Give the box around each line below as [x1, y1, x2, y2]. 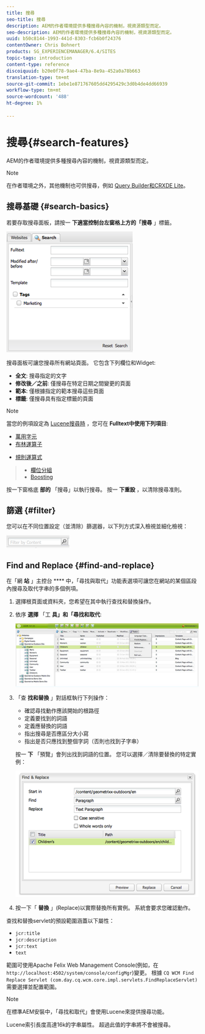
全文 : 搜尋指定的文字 [15, 372, 67, 379]
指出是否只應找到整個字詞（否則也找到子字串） [24, 737, 142, 745]
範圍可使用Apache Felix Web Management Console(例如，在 [6, 961, 159, 969]
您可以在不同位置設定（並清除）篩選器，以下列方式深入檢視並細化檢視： [6, 522, 188, 530]
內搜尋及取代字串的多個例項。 [6, 585, 81, 592]
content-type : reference [6, 61, 70, 67]
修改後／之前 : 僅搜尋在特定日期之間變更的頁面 [15, 380, 131, 387]
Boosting [30, 473, 53, 480]
